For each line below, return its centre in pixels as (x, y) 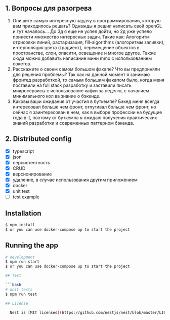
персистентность (31, 162)
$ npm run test (21, 294)
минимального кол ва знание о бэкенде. (56, 96)
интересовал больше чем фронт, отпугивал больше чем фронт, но (84, 106)
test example (26, 197)
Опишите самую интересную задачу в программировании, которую (87, 20)
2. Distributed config (38, 139)
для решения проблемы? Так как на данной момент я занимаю (81, 74)
